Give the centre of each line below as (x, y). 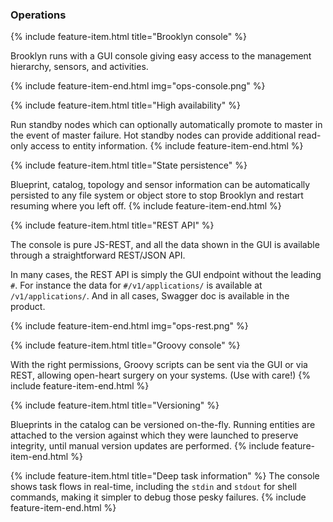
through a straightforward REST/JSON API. (98, 255)
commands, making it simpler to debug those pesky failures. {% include (158, 497)
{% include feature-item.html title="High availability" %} (125, 105)
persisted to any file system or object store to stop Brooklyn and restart (157, 195)
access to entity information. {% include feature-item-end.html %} (166, 146)
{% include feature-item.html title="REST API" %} (112, 225)
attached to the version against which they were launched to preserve (154, 435)
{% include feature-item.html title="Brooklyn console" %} (128, 37)
